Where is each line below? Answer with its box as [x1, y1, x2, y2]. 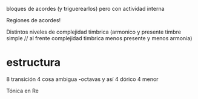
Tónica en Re [6, 87, 39, 94]
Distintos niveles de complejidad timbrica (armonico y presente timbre [6, 28, 182, 35]
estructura [6, 56, 61, 70]
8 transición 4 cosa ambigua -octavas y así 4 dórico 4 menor [6, 75, 159, 83]
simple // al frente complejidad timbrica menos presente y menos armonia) [6, 35, 193, 41]
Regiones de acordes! [6, 17, 61, 23]
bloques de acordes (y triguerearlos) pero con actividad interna [6, 5, 165, 12]
